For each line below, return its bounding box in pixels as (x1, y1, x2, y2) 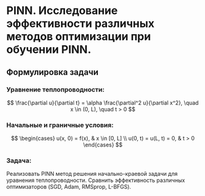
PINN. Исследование (6, 4, 118, 18)
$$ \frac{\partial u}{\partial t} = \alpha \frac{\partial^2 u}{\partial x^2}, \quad (7, 99, 199, 106)
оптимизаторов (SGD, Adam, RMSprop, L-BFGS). (6, 183, 132, 191)
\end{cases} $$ (83, 141, 123, 148)
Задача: (6, 156, 32, 165)
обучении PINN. (6, 43, 92, 57)
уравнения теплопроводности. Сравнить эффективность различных (6, 176, 185, 184)
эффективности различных (6, 16, 155, 31)
